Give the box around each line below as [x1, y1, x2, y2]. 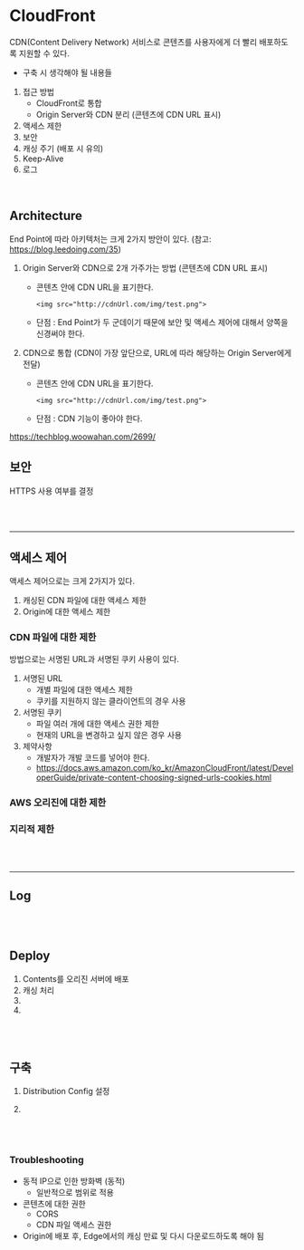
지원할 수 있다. [18, 47, 71, 59]
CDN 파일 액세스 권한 [35, 1219, 112, 1230]
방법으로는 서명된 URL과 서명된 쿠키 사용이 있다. [9, 653, 179, 664]
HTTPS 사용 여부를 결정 [9, 486, 94, 496]
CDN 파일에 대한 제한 [9, 631, 97, 644]
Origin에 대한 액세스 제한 [22, 606, 111, 617]
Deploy [9, 948, 51, 964]
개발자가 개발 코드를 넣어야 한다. [35, 752, 150, 763]
